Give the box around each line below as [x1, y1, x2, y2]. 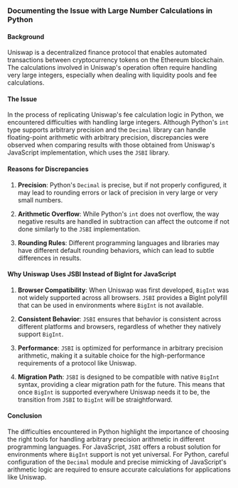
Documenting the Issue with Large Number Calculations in [7, 6, 213, 16]
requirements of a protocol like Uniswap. [17, 358, 137, 367]
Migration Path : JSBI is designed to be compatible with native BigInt [17, 373, 220, 381]
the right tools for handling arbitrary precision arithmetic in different [7, 435, 205, 443]
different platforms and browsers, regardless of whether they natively [17, 322, 222, 331]
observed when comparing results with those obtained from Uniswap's [7, 141, 215, 150]
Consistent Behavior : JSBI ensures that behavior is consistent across [17, 314, 222, 323]
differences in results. [17, 254, 82, 262]
